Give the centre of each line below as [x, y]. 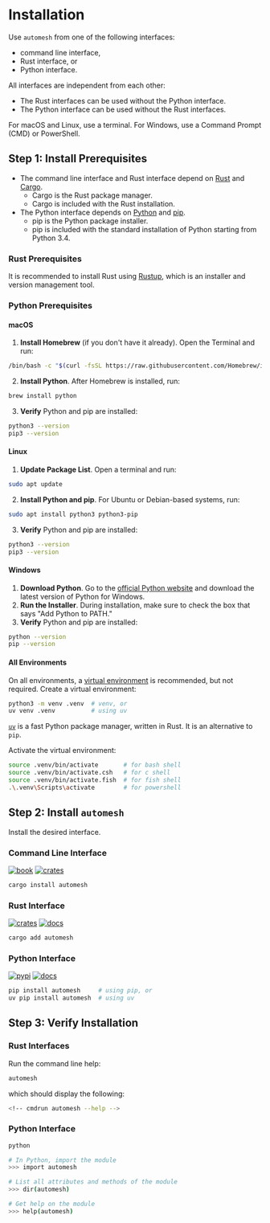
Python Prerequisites [50, 305]
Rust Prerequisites [45, 259]
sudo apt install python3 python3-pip [73, 514]
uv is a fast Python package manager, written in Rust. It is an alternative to [131, 726]
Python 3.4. [51, 238]
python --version [37, 636]
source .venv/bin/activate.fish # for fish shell [95, 780]
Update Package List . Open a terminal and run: [98, 469]
